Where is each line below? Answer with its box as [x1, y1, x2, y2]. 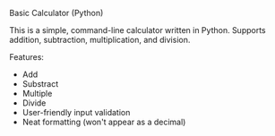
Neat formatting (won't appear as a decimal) [21, 116, 186, 127]
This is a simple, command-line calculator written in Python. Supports [9, 25, 266, 35]
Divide [21, 98, 47, 108]
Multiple [21, 89, 53, 98]
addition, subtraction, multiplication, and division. [9, 35, 191, 45]
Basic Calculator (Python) [9, 8, 104, 18]
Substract [21, 79, 59, 89]
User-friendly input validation [21, 107, 131, 117]
